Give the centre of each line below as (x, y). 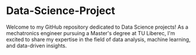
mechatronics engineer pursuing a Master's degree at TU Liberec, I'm (91, 33)
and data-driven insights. (36, 46)
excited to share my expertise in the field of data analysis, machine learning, (98, 39)
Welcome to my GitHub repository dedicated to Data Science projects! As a (97, 27)
